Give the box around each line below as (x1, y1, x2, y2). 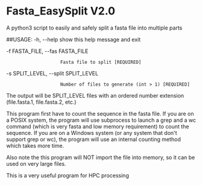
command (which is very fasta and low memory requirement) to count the (6, 122, 189, 130)
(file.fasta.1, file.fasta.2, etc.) (6, 98, 77, 105)
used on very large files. (6, 160, 66, 167)
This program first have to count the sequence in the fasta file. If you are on (6, 110, 194, 117)
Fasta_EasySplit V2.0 (6, 4, 116, 18)
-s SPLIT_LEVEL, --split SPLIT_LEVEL (6, 69, 98, 77)
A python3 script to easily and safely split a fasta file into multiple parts (6, 24, 183, 31)
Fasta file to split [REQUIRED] (60, 59, 142, 65)
